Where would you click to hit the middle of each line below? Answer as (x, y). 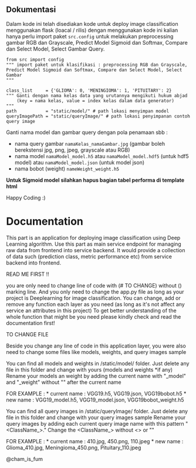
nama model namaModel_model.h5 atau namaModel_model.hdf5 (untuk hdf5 (102, 156)
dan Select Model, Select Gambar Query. (55, 49)
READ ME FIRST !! (28, 274)
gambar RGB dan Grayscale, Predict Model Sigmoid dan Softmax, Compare (97, 42)
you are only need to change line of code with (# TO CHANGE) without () (94, 285)
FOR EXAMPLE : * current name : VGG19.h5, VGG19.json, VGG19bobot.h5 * (96, 393)
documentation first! (31, 323)
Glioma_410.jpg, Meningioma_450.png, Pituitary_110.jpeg (74, 447)
